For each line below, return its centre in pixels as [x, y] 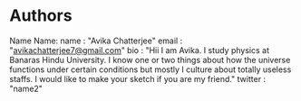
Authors [41, 16]
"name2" [26, 88]
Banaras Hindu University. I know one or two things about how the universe [150, 60]
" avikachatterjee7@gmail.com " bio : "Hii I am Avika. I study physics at [140, 50]
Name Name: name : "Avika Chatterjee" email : [96, 41]
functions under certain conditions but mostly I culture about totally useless [150, 69]
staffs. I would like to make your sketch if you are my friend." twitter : [137, 78]
